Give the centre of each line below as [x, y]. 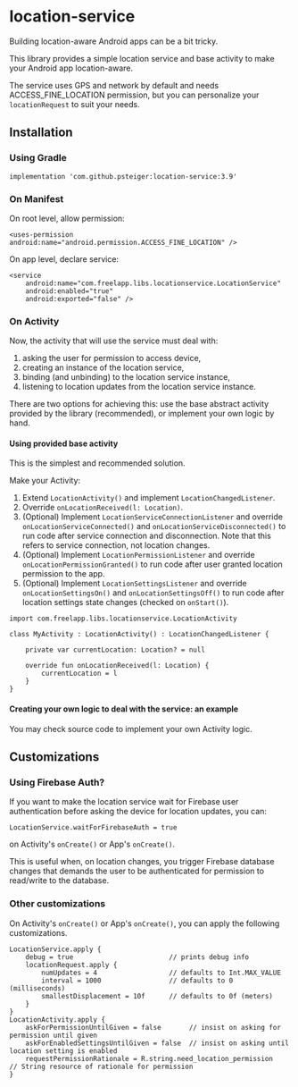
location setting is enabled [63, 1051]
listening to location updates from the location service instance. [139, 387]
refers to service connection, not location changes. [116, 545]
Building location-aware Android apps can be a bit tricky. [114, 41]
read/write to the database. [59, 881]
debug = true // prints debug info [137, 957]
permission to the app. [63, 574]
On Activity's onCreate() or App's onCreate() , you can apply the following [145, 923]
